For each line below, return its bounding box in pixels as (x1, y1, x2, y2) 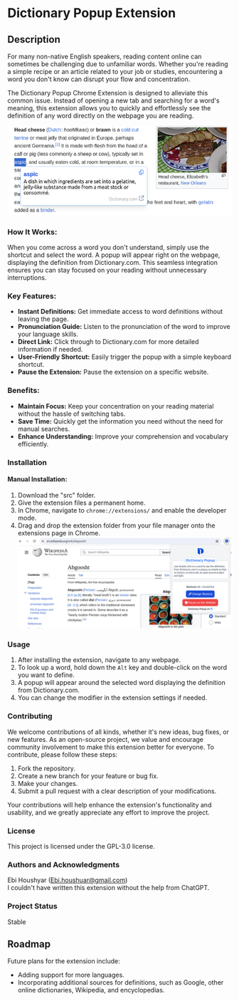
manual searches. (17, 424, 70, 433)
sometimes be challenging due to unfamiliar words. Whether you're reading (7, 60, 228, 68)
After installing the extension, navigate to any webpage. (17, 656, 181, 664)
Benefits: (7, 386, 41, 396)
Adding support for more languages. (17, 970, 124, 980)
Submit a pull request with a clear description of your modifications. (17, 787, 217, 795)
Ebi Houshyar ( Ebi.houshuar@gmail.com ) (7, 876, 128, 884)
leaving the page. (17, 315, 69, 323)
